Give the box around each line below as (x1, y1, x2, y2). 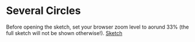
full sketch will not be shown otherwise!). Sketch (6, 29, 123, 36)
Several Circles (6, 4, 81, 17)
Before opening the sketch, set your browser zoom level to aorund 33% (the (6, 23, 189, 30)
